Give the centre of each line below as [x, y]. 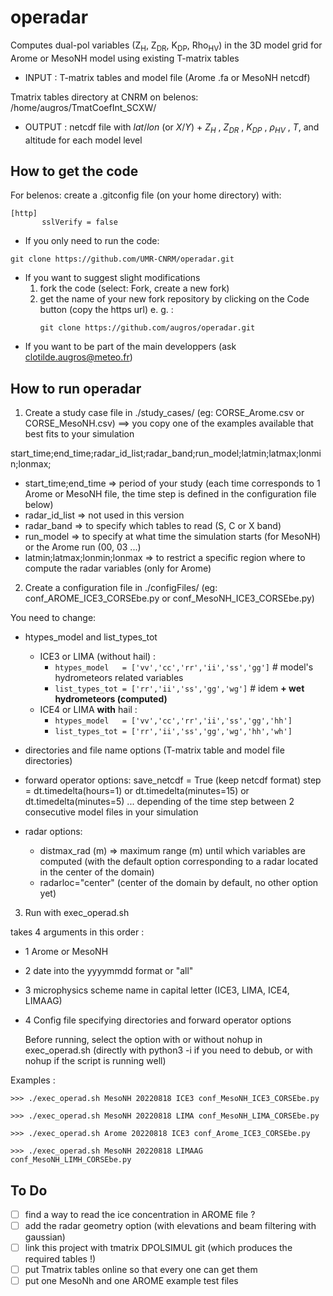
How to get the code [74, 171]
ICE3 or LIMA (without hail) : [98, 657]
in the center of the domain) [97, 872]
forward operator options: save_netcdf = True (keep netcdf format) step [173, 780]
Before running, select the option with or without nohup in [143, 1040]
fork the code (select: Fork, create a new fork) [134, 288]
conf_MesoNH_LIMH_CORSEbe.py [71, 1160]
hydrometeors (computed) [111, 699]
